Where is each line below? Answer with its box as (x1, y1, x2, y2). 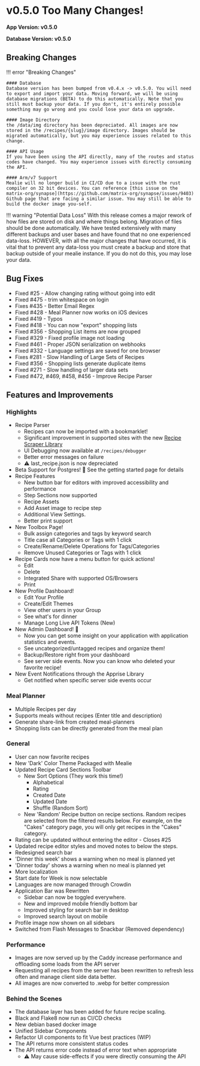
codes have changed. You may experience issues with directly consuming (6, 159, 192, 165)
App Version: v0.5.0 (6, 23, 58, 31)
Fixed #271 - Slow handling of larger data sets (14, 366, 129, 373)
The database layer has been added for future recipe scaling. (14, 1008, 166, 1016)
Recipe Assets (23, 498, 60, 505)
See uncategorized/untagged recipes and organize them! (23, 645, 165, 652)
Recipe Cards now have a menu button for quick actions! (14, 556, 155, 563)
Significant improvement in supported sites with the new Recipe (23, 434, 181, 441)
